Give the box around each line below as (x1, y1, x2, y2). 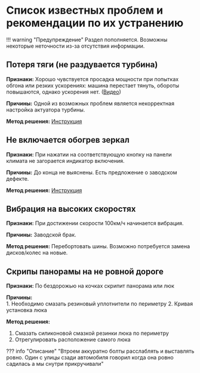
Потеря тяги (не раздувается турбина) (6, 60, 158, 70)
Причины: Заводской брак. (6, 231, 76, 239)
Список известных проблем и (6, 4, 163, 17)
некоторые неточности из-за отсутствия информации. (6, 42, 145, 50)
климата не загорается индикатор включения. (6, 157, 125, 164)
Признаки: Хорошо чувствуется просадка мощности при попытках (6, 75, 179, 82)
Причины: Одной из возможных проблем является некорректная (6, 100, 175, 107)
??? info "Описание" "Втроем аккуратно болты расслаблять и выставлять (6, 347, 195, 355)
